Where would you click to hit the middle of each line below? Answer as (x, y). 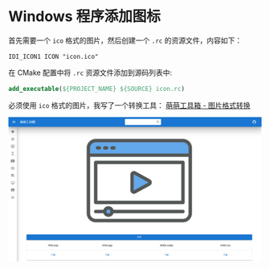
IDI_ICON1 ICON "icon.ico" (53, 56)
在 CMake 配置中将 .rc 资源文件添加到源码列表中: (90, 72)
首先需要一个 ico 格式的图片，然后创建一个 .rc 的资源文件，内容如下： (125, 40)
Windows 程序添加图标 (84, 17)
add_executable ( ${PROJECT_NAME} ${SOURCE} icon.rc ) (96, 89)
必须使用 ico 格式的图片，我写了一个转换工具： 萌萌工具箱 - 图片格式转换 (129, 105)
